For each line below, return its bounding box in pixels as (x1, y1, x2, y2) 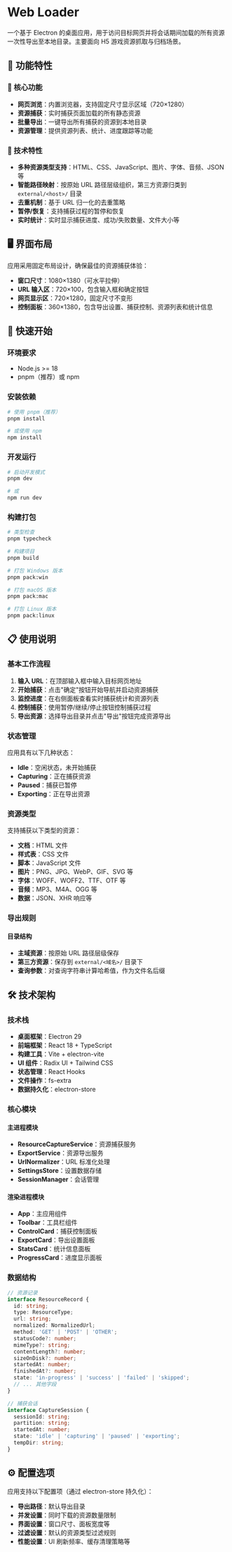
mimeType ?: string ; (13, 1341, 71, 1349)
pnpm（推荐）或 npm (17, 373, 80, 381)
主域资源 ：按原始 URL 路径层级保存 (17, 949, 120, 957)
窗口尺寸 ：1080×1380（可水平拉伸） (17, 276, 124, 285)
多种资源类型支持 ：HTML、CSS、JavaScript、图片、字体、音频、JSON (17, 162, 224, 171)
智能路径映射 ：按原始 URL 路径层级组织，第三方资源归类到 (17, 180, 187, 188)
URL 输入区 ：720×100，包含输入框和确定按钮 (17, 285, 149, 293)
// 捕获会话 (7, 1400, 39, 1407)
